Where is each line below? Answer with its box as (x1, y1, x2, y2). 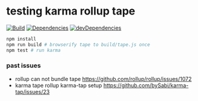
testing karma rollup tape (6, 4, 136, 18)
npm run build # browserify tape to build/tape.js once (6, 41, 150, 48)
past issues (6, 62, 41, 70)
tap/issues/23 (15, 88, 50, 95)
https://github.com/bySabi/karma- (103, 82, 189, 89)
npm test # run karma (6, 47, 61, 53)
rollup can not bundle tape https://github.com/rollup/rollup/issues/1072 (15, 75, 192, 82)
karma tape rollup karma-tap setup (15, 82, 102, 89)
